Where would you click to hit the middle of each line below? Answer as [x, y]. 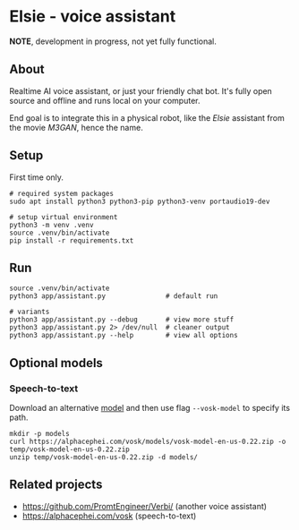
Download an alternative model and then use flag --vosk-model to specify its [150, 408]
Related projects [56, 485]
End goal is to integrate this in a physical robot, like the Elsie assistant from [147, 117]
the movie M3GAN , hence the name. [76, 127]
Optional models [56, 363]
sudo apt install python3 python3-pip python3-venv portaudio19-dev [140, 201]
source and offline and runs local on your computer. [105, 100]
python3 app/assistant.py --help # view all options [124, 336]
